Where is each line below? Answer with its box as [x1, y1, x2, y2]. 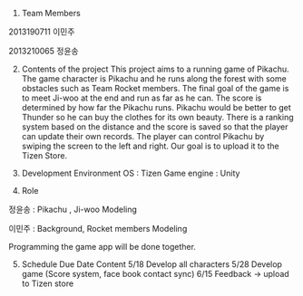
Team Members [21, 8, 81, 18]
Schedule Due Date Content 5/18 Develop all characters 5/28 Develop [21, 259, 283, 270]
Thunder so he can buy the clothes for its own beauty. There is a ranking [21, 112, 294, 122]
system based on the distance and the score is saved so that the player [21, 121, 288, 132]
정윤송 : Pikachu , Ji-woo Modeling [8, 204, 138, 215]
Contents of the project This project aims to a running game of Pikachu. [21, 63, 289, 74]
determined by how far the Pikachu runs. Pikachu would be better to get [21, 102, 291, 112]
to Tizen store [21, 278, 74, 289]
